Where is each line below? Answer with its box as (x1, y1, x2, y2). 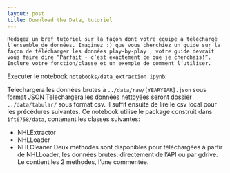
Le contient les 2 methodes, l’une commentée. (17, 157, 149, 166)
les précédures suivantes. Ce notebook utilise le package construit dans (7, 107, 213, 116)
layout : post (7, 10, 45, 17)
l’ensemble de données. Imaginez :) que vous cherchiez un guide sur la (7, 42, 221, 48)
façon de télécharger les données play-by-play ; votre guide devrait (7, 48, 215, 55)
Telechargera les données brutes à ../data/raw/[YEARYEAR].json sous (7, 85, 207, 93)
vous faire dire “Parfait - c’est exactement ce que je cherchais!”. (7, 53, 212, 61)
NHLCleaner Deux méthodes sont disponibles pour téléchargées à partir (17, 143, 223, 151)
